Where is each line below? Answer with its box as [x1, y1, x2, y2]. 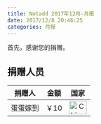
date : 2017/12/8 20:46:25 [7, 17, 83, 24]
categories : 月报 [7, 23, 56, 30]
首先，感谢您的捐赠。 [7, 43, 69, 52]
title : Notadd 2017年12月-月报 [7, 10, 95, 18]
